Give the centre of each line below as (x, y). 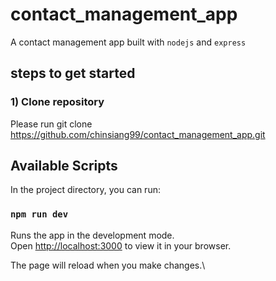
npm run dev (39, 214)
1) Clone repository (57, 102)
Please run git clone (51, 124)
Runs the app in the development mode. (92, 235)
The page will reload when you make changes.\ (108, 265)
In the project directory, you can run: (85, 190)
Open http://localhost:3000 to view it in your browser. (121, 245)
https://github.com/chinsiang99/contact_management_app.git (138, 134)
